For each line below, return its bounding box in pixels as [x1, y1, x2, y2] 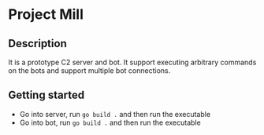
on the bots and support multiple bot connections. [8, 66, 171, 75]
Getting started [8, 89, 85, 102]
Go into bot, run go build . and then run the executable [19, 118, 201, 127]
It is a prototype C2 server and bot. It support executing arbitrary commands [8, 57, 257, 67]
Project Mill [8, 5, 84, 24]
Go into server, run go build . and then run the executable [19, 109, 211, 119]
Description [8, 37, 67, 50]
